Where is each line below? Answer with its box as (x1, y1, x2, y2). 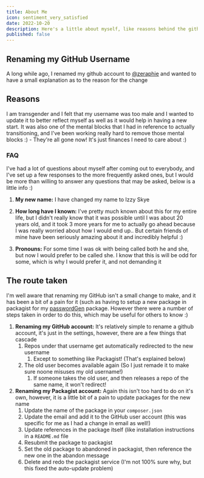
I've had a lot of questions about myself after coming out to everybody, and (6, 165, 195, 172)
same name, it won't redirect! (33, 380, 106, 388)
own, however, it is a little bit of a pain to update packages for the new (15, 394, 191, 401)
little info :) (6, 184, 33, 192)
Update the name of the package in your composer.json (24, 406, 163, 414)
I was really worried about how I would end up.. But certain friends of (15, 227, 188, 234)
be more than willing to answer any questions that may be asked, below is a (6, 178, 195, 185)
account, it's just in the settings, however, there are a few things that (15, 329, 186, 337)
